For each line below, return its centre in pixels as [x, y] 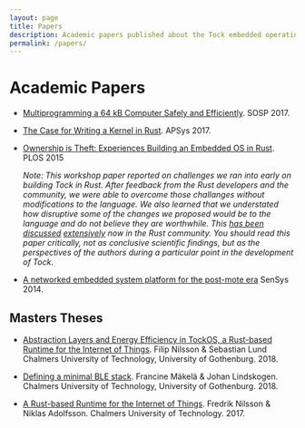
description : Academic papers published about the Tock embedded [135, 34]
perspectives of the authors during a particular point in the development [158, 253]
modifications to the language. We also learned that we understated [151, 204]
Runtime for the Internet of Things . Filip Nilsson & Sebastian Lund [145, 349]
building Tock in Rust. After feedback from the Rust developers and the [155, 185]
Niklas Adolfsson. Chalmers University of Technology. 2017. [134, 413]
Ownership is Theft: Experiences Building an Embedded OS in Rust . [148, 148]
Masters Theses [56, 318]
